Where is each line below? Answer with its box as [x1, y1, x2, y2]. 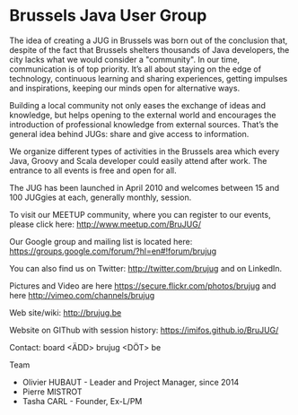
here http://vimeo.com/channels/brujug [9, 290, 155, 300]
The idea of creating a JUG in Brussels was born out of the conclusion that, [9, 35, 288, 46]
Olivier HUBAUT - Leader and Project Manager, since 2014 [22, 376, 240, 387]
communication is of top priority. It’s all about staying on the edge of [9, 64, 262, 74]
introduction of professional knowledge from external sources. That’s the [9, 118, 279, 130]
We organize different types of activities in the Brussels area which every [9, 145, 280, 157]
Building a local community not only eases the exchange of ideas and [9, 99, 267, 110]
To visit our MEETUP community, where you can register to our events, [9, 209, 271, 220]
